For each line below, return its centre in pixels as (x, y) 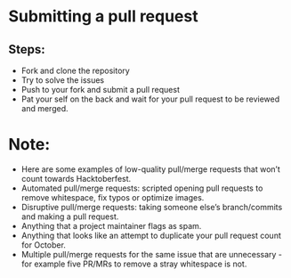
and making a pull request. (70, 217)
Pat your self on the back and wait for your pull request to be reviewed (150, 99)
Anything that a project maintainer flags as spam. (111, 225)
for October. (43, 245)
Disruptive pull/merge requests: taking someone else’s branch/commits (152, 207)
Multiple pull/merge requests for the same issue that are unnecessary (149, 254)
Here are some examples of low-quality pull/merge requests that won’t (151, 169)
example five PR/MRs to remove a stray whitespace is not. (141, 264)
